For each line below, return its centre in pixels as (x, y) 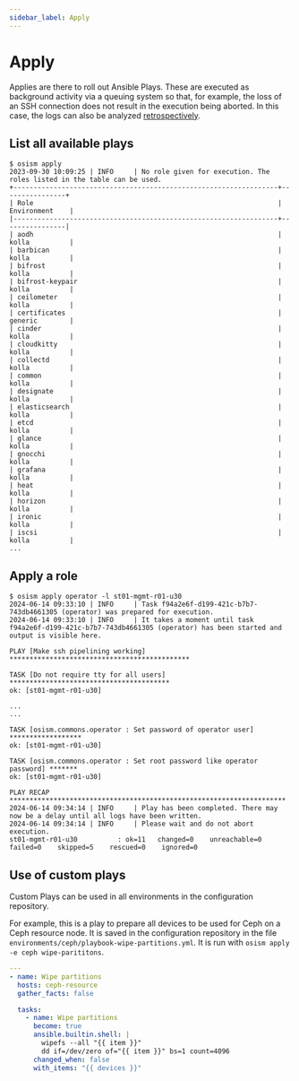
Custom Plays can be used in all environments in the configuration (131, 896)
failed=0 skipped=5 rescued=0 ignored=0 (104, 848)
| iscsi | (145, 533)
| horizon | (145, 502)
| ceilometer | (145, 298)
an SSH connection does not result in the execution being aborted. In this (144, 106)
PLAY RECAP (30, 793)
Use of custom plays (68, 875)
